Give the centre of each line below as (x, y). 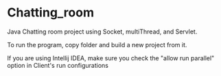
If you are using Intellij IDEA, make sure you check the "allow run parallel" (111, 58)
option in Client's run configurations (58, 65)
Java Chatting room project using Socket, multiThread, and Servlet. (102, 31)
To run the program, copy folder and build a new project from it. (97, 45)
